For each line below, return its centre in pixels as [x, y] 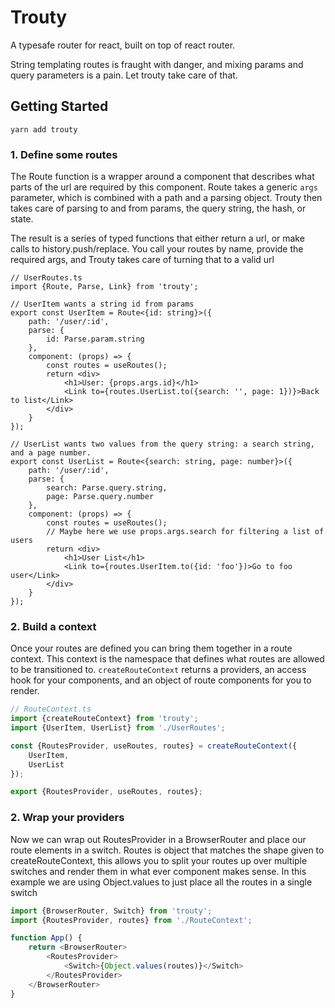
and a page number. [51, 453]
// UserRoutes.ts [46, 278]
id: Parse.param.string [95, 339]
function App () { [46, 938]
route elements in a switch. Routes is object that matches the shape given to [167, 850]
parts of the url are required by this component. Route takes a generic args [164, 187]
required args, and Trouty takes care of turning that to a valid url [142, 260]
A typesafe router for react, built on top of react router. [123, 45]
